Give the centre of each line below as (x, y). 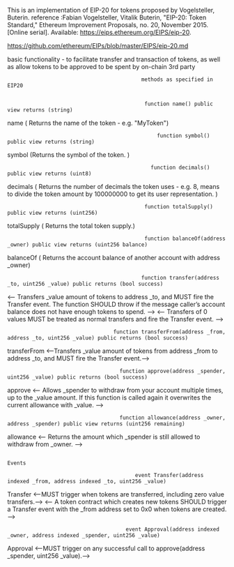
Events (17, 463)
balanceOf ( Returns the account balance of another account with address (114, 258)
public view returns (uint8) (49, 174)
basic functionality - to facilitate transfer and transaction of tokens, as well (114, 59)
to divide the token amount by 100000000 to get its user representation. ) (112, 194)
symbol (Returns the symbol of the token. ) (69, 155)
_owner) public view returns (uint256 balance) (78, 245)
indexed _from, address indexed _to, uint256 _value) (87, 481)
